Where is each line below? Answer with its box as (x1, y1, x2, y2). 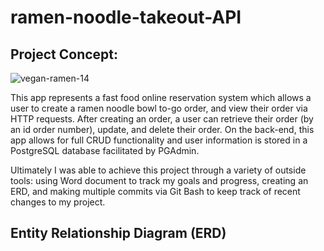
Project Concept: (10, 46, 119, 63)
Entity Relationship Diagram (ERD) (10, 225, 227, 242)
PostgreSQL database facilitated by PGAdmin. (10, 145, 200, 156)
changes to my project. (10, 196, 106, 208)
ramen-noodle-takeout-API (10, 6, 242, 29)
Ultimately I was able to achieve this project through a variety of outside (10, 164, 307, 176)
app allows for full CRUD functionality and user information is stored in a (10, 134, 308, 146)
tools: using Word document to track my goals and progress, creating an (10, 175, 309, 186)
